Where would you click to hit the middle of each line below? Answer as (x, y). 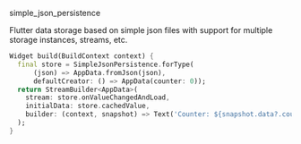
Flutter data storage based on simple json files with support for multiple (141, 30)
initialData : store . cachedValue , (88, 106)
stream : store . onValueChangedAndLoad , (98, 97)
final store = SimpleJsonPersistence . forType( (106, 64)
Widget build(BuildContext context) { (82, 56)
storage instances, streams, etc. (69, 40)
